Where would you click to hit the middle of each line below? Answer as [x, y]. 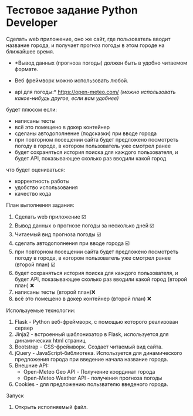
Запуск [15, 395]
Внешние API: [31, 365]
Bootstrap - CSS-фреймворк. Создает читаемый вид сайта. [89, 347]
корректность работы [42, 181]
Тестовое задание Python [72, 10]
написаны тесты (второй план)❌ [55, 292]
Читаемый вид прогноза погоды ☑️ [58, 234]
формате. [26, 69]
